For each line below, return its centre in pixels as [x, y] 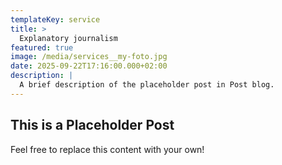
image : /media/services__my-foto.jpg [89, 57]
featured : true [42, 47]
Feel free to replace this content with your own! [107, 149]
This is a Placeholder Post [92, 125]
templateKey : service [55, 19]
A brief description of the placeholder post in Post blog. [147, 85]
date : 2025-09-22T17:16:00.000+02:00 [89, 66]
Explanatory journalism [68, 38]
